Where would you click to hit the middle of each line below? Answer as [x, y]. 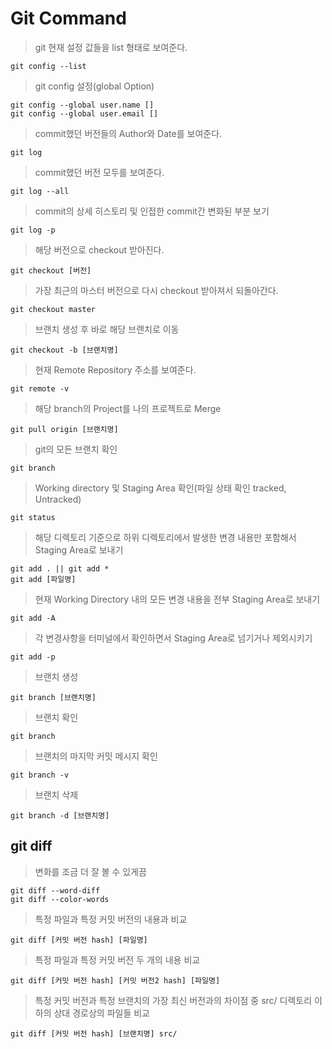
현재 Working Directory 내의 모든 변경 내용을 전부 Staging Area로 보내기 [177, 599]
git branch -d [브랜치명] [60, 815]
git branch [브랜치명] [53, 697]
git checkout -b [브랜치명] [64, 350]
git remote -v [40, 388]
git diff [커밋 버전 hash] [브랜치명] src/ [94, 1033]
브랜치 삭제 [56, 794]
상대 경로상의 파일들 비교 [101, 1013]
